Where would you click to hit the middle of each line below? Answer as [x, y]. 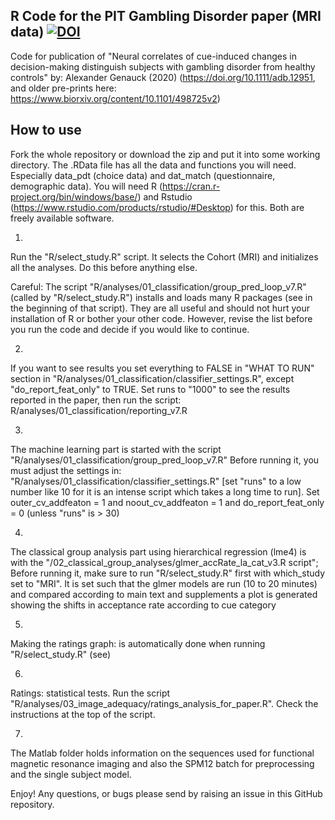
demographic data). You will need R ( [86, 186]
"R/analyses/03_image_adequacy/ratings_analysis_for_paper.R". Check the [164, 703]
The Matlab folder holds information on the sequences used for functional [162, 753]
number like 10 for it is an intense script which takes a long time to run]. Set [165, 491]
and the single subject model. [71, 774]
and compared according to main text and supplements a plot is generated [164, 594]
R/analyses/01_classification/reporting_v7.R [99, 410]
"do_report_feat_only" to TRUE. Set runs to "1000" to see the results [150, 389]
